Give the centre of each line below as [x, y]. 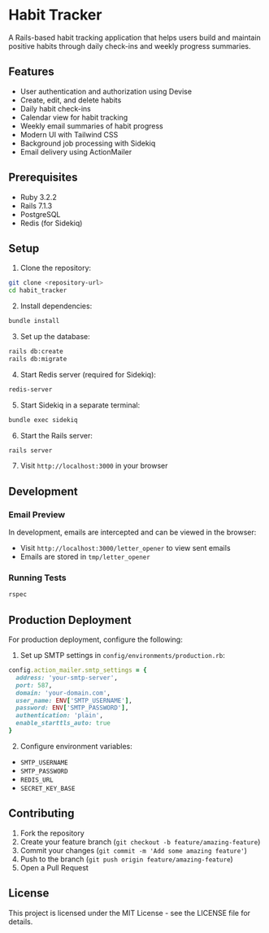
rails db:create [36, 351]
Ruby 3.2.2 [38, 197]
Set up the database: [55, 336]
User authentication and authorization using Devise [106, 91]
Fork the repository [52, 833]
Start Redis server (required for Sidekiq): [88, 374]
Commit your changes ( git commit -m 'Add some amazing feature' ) [134, 850]
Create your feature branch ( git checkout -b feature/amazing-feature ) [140, 841]
